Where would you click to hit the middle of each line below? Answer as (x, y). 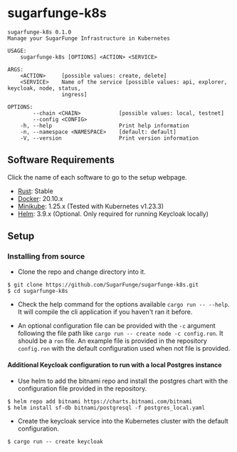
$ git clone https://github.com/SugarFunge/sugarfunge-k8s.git (103, 285)
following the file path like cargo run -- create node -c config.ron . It (120, 334)
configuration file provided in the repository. (82, 388)
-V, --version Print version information (110, 138)
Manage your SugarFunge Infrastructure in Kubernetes (89, 38)
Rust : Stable (35, 191)
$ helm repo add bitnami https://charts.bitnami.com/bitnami (100, 401)
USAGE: (17, 51)
